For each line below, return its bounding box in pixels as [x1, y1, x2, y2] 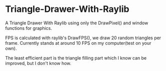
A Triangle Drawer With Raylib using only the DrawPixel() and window [5, 20, 148, 26]
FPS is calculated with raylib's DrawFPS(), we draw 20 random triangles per [5, 35, 161, 41]
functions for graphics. [5, 25, 52, 31]
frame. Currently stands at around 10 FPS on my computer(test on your [5, 40, 151, 46]
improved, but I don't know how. [5, 60, 71, 66]
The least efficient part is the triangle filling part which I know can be [5, 55, 147, 61]
